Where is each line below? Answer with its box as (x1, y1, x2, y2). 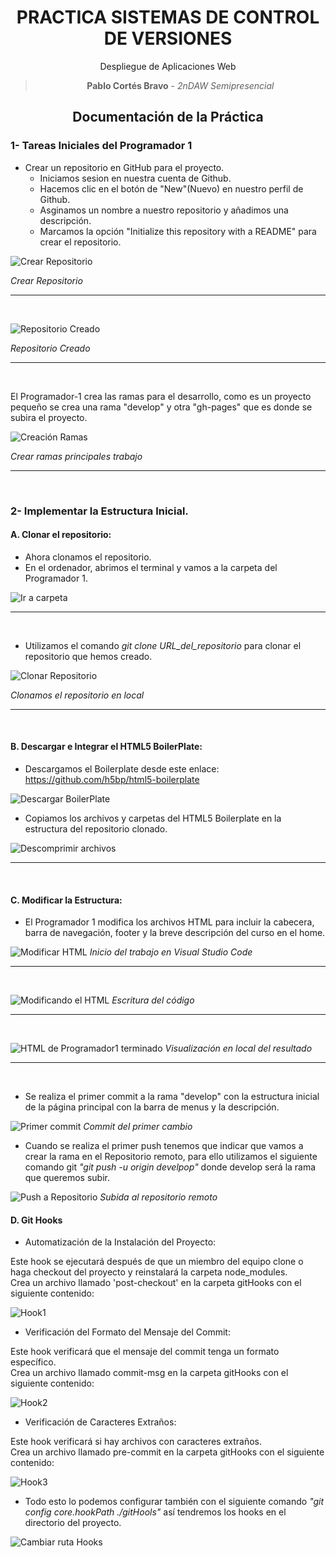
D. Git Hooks (10, 1214, 63, 1226)
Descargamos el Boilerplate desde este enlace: (24, 762, 220, 775)
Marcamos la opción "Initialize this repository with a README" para (39, 225, 317, 237)
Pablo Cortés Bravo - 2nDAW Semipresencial (86, 79, 275, 91)
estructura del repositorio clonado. (24, 822, 168, 835)
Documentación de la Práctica (72, 109, 264, 126)
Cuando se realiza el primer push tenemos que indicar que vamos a (24, 1140, 304, 1152)
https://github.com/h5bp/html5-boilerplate (24, 773, 200, 785)
